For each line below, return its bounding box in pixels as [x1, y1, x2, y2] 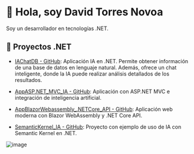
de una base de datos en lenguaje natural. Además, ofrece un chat [14, 64, 177, 71]
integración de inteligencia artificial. [14, 94, 102, 101]
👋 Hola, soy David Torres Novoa [6, 5, 163, 19]
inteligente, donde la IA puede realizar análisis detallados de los [14, 70, 170, 77]
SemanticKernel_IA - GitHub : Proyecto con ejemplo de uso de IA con [14, 123, 182, 130]
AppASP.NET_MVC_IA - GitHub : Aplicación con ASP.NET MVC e [14, 88, 170, 95]
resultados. [14, 76, 42, 83]
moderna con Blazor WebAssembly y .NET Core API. [14, 112, 143, 119]
